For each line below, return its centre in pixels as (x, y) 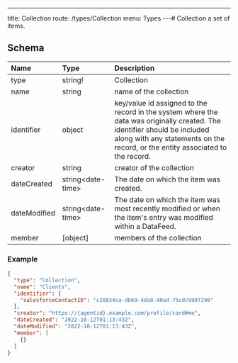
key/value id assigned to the (161, 103)
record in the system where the (166, 112)
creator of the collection (154, 167)
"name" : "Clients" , (42, 287)
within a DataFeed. (145, 226)
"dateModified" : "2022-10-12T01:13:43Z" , (76, 327)
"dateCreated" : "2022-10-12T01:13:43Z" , (74, 320)
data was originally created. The (168, 121)
